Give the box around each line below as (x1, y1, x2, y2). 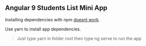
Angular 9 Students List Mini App (5, 4, 108, 12)
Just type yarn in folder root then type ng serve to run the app (17, 35, 142, 41)
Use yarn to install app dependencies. (5, 26, 81, 32)
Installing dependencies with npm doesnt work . (5, 16, 100, 22)
